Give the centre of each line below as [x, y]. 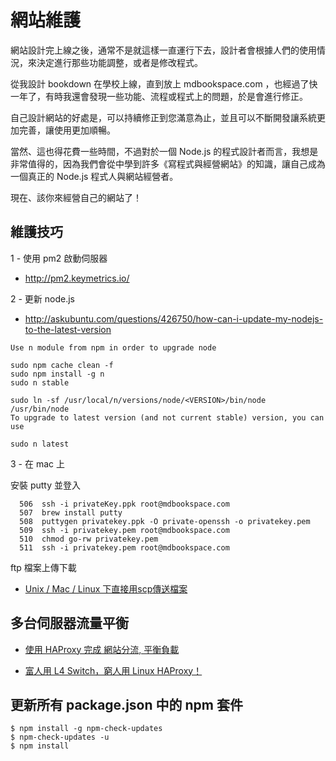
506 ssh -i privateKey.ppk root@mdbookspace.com [124, 504]
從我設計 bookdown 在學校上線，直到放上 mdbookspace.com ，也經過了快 [164, 83]
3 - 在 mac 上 [37, 463]
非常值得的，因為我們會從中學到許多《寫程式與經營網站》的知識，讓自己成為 [168, 163]
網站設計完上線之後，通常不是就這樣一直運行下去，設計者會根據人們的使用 [163, 50]
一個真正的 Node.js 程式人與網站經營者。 [94, 176]
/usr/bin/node [40, 409]
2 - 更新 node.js [43, 298]
